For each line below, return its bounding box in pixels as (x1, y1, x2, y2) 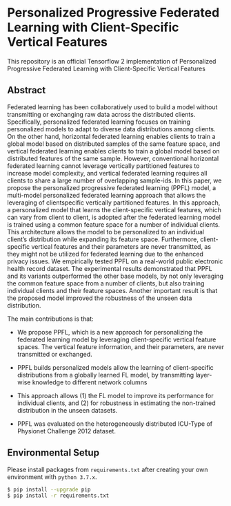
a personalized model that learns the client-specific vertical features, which (7, 205, 222, 214)
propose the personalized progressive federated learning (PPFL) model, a (7, 183, 217, 191)
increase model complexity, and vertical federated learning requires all (7, 169, 208, 177)
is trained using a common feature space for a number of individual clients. (7, 220, 221, 229)
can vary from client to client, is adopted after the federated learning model (7, 213, 221, 221)
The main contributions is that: (7, 315, 94, 323)
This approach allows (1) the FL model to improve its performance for (17, 391, 214, 400)
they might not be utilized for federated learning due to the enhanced (7, 250, 203, 258)
